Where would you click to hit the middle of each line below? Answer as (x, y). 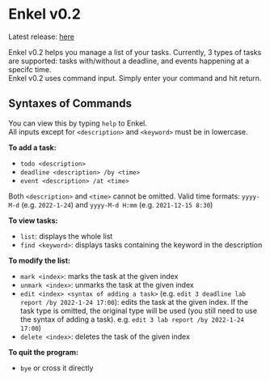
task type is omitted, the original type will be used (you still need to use (138, 310)
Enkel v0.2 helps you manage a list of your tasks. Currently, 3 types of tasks (135, 52)
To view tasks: (33, 220)
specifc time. (30, 69)
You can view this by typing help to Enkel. (78, 123)
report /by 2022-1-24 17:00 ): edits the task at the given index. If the (134, 302)
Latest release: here (42, 36)
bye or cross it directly (57, 368)
